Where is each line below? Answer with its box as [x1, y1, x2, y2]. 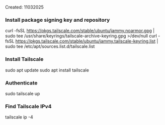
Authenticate [5, 79, 38, 86]
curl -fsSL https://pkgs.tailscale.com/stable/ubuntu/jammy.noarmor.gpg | [5, 28, 155, 34]
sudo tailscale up [5, 90, 40, 96]
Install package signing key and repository [5, 16, 110, 23]
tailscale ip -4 [5, 114, 33, 120]
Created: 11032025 [5, 4, 44, 10]
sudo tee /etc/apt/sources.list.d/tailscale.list [5, 43, 95, 49]
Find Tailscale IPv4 [5, 103, 52, 110]
